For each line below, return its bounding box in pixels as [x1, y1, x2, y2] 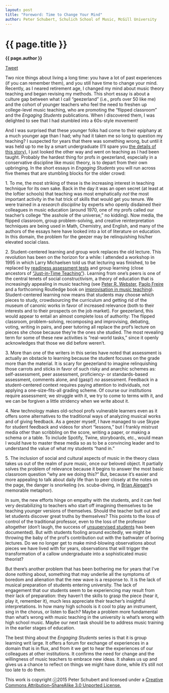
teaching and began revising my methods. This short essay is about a [5, 91, 150, 97]
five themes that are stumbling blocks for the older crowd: [5, 170, 126, 177]
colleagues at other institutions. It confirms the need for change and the [5, 651, 155, 657]
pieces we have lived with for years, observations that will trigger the [5, 546, 149, 552]
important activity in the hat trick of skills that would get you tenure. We [5, 196, 154, 202]
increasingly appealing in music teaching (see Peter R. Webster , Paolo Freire [5, 281, 164, 287]
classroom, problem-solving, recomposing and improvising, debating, [5, 318, 150, 325]
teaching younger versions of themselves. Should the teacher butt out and [5, 508, 160, 514]
